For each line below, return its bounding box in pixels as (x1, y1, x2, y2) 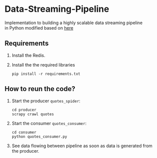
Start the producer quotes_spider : (11, 97, 81, 104)
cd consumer (11, 129, 36, 135)
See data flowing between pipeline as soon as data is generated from (11, 143, 153, 149)
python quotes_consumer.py (11, 134, 67, 139)
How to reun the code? (4, 85, 76, 93)
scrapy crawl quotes (11, 112, 54, 117)
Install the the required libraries (11, 62, 75, 67)
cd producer (11, 107, 36, 112)
